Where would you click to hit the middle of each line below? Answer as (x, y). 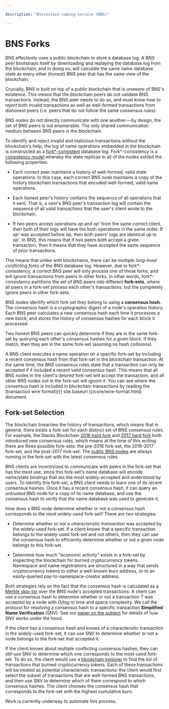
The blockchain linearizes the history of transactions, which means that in (82, 425)
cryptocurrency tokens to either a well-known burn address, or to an (84, 571)
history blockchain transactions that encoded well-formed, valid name (85, 183)
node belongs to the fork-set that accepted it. (52, 639)
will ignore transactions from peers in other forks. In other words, (73, 276)
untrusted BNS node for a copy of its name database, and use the (73, 494)
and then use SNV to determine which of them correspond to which (75, 681)
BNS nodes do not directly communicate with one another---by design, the (83, 120)
